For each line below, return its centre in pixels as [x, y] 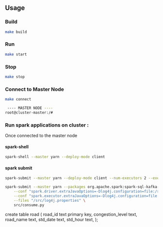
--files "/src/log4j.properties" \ [50, 200]
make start [16, 54]
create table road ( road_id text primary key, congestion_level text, [71, 214]
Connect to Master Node [35, 89]
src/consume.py [29, 205]
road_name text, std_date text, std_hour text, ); [52, 219]
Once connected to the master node [41, 136]
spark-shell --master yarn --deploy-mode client [55, 157]
